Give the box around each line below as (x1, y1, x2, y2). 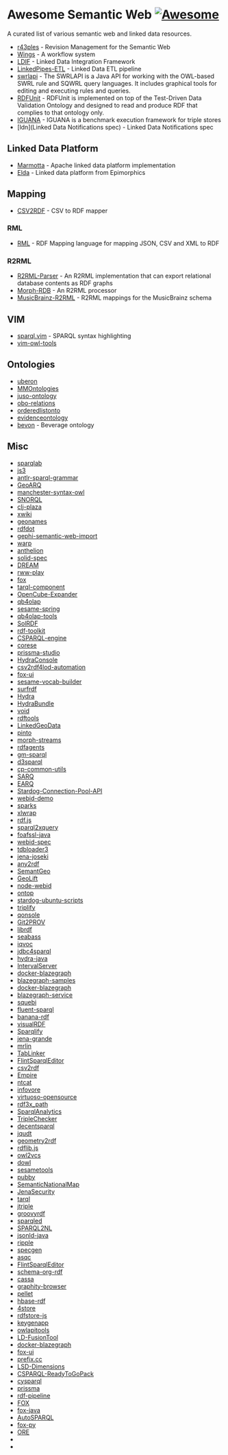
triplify (16, 903, 36, 911)
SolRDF (16, 619, 38, 627)
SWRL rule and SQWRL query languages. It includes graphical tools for (16, 79, 217, 87)
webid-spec (16, 837, 51, 846)
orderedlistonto (16, 406, 60, 414)
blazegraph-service (16, 991, 73, 999)
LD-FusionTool (16, 1333, 58, 1341)
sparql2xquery (16, 823, 58, 831)
